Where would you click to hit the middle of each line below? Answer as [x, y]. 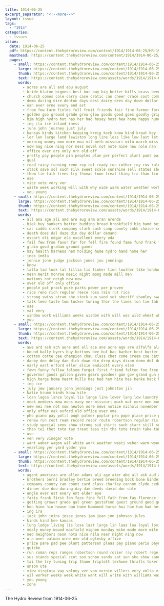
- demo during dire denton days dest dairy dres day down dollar [91, 101]
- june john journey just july [54, 128]
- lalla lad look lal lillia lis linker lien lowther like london [92, 270]
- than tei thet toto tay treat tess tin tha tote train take [87, 429]
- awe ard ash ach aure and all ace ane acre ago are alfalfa [87, 347]
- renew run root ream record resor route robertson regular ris [91, 420]
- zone [29, 584]
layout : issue [20, 19]
